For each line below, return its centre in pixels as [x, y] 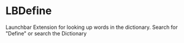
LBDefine [29, 11]
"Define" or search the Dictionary [46, 33]
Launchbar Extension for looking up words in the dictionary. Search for [92, 27]
